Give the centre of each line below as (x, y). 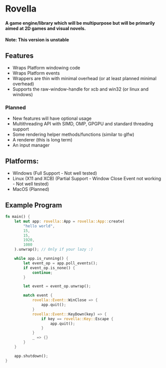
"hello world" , (39, 226)
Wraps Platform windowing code (46, 68)
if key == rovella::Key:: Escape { (77, 319)
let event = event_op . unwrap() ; (57, 286)
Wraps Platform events (36, 73)
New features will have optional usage (52, 118)
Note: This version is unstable (37, 40)
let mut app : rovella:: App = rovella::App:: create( (69, 221)
